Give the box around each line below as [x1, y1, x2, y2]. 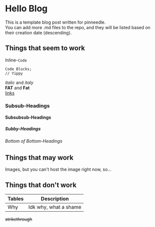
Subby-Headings [5, 126, 41, 131]
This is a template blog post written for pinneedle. [5, 19, 106, 25]
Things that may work [5, 153, 74, 162]
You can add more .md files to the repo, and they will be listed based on [5, 24, 151, 30]
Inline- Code [5, 57, 27, 63]
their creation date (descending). [5, 30, 72, 35]
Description [41, 195, 69, 202]
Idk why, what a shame [28, 204, 82, 211]
